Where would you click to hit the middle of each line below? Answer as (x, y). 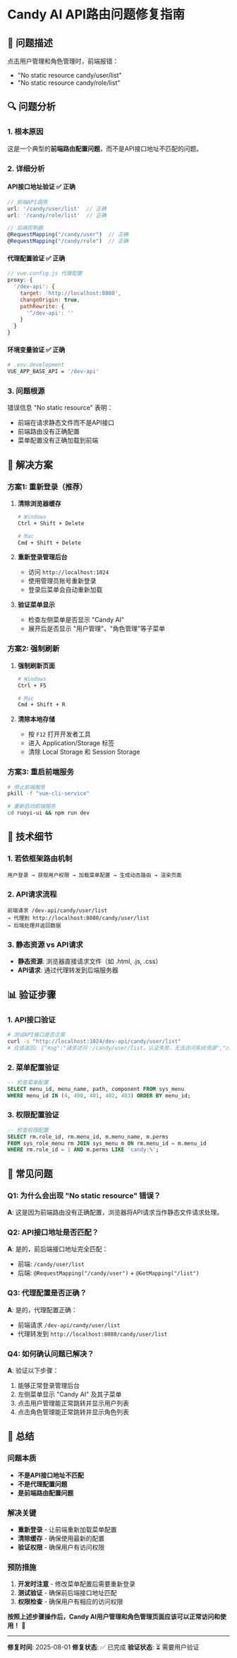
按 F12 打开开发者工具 (59, 734)
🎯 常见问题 (30, 1173)
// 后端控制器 (25, 228)
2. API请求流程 (32, 894)
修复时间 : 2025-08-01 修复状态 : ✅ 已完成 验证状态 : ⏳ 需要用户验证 (103, 1647)
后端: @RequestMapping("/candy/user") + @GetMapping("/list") (108, 1273)
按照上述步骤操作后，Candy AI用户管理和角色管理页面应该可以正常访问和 (114, 1617)
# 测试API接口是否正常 (36, 1035)
